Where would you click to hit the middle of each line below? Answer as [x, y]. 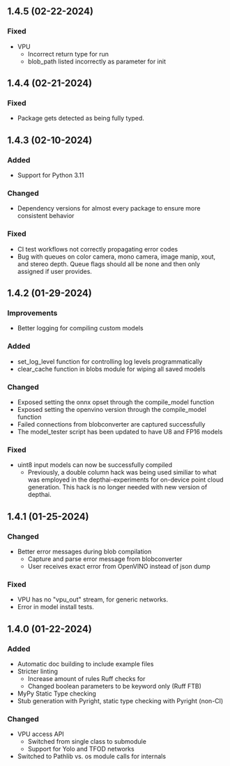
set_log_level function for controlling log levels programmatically [110, 361]
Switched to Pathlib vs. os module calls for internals [91, 756]
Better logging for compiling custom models [80, 328]
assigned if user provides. [55, 271]
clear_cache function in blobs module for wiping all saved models [111, 369]
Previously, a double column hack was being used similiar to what [122, 473]
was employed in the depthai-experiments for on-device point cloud [125, 480]
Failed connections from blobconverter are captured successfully [111, 424]
